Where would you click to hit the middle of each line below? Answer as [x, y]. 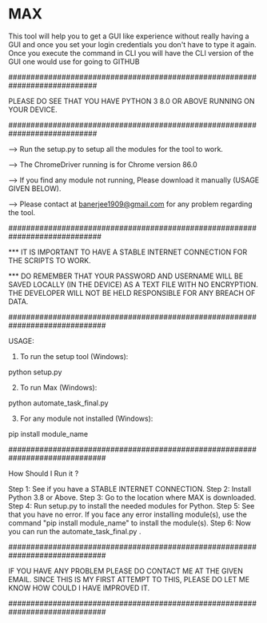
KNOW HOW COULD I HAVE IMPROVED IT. [79, 588]
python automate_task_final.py [59, 403]
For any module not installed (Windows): [86, 418]
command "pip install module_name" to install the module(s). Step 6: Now [130, 523]
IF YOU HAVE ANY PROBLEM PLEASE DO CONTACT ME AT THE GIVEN [126, 571]
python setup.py [35, 372]
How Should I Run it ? [44, 473]
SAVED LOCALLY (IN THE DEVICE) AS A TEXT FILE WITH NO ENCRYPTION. [133, 284]
